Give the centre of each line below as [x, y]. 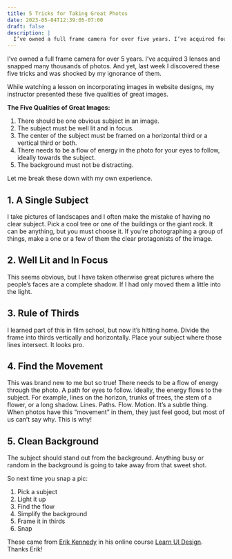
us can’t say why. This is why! [49, 420]
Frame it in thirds [41, 521]
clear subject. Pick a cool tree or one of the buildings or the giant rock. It [110, 224]
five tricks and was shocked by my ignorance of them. [84, 74]
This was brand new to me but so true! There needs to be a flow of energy [113, 383]
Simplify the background [52, 514]
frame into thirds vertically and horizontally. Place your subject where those [115, 337]
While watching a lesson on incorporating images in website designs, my [111, 87]
